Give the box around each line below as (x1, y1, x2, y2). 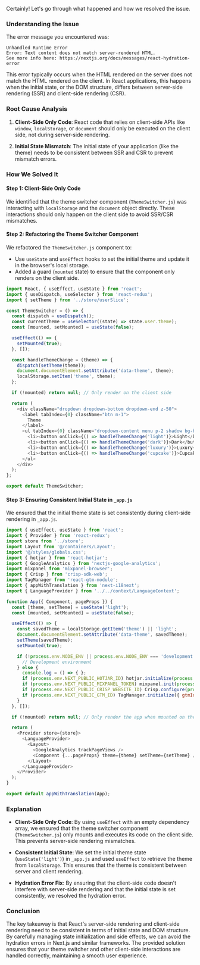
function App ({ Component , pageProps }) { (6, 598, 113, 605)
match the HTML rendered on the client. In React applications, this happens (6, 77, 192, 85)
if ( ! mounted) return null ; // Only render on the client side (11, 390, 171, 396)
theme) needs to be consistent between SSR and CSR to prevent (14, 149, 174, 156)
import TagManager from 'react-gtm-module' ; (6, 577, 118, 583)
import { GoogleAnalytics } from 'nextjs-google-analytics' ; (6, 560, 161, 566)
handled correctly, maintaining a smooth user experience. (6, 952, 148, 959)
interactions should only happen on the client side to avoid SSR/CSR (6, 211, 174, 218)
